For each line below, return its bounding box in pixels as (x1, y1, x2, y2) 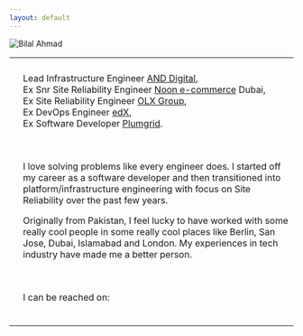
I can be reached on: (23, 291, 110, 303)
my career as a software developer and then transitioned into (23, 171, 281, 183)
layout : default (9, 13, 70, 23)
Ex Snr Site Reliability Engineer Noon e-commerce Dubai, (23, 83, 266, 96)
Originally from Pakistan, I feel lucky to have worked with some (23, 214, 289, 227)
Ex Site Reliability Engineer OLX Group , (23, 94, 188, 107)
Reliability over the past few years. (23, 193, 169, 206)
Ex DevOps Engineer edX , (23, 106, 133, 118)
